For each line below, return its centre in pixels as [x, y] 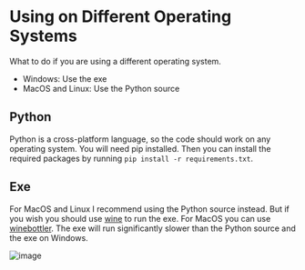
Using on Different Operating [121, 17]
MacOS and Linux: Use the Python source [101, 88]
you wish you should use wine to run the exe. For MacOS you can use [140, 218]
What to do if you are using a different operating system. [115, 61]
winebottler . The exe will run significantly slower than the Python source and [152, 228]
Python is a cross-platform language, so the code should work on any [140, 139]
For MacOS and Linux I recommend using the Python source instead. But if [149, 209]
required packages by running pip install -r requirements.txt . [131, 158]
